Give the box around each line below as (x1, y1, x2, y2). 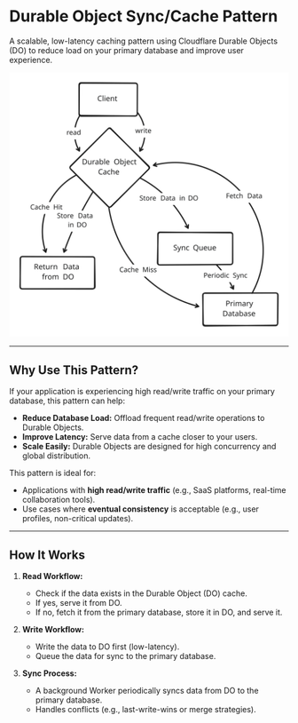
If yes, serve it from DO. (35, 598, 122, 608)
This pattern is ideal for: (9, 468, 97, 479)
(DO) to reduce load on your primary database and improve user (9, 44, 244, 55)
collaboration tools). (21, 495, 96, 505)
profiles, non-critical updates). (21, 513, 134, 524)
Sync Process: (21, 668, 77, 679)
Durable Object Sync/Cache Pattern (9, 6, 278, 27)
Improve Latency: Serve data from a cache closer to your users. (21, 432, 258, 442)
